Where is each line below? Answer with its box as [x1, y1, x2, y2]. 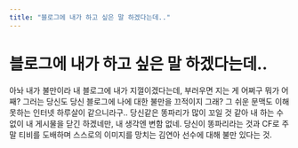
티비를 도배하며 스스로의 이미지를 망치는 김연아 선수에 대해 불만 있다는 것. [18, 129, 273, 140]
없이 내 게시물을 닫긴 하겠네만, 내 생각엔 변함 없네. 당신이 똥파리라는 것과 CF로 [9, 118, 280, 129]
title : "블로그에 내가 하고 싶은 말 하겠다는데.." [9, 12, 171, 22]
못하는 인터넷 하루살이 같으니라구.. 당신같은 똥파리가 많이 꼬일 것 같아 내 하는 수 [9, 107, 285, 118]
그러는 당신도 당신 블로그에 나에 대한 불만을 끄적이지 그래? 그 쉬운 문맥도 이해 [21, 96, 290, 106]
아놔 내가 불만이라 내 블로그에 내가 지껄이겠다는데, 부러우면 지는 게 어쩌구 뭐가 [9, 85, 280, 96]
